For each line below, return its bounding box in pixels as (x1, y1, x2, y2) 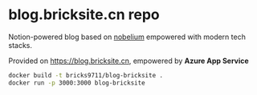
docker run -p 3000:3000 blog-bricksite (8, 78, 146, 87)
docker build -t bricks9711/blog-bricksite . (8, 71, 163, 79)
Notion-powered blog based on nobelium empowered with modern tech (8, 32, 247, 42)
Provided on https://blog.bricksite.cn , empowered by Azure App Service (8, 56, 249, 65)
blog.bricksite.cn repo (8, 6, 160, 24)
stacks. (8, 40, 33, 49)
